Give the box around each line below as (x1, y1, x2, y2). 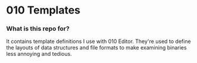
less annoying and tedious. (6, 51, 73, 58)
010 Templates (6, 4, 81, 17)
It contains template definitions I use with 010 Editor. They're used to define (6, 38, 192, 45)
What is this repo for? (6, 25, 70, 33)
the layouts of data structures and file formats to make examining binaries (6, 44, 187, 51)
